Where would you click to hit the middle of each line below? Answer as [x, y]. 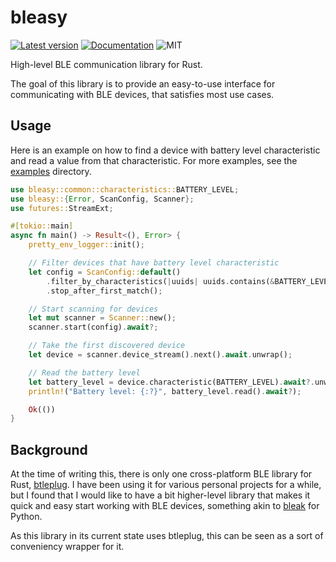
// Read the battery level [84, 372]
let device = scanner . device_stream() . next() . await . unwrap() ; [160, 355]
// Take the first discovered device [107, 346]
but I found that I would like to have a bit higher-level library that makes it [160, 495]
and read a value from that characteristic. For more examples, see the [154, 160]
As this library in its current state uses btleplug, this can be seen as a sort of [167, 536]
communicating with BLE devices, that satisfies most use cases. [142, 94]
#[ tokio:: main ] [42, 226]
